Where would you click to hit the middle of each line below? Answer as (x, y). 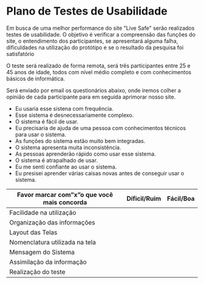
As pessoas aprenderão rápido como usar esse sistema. (85, 154)
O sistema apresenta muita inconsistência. (68, 147)
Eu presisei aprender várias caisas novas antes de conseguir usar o (100, 173)
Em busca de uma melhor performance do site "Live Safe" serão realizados (100, 28)
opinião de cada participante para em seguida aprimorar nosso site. (91, 97)
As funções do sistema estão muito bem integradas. (80, 140)
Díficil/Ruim (144, 198)
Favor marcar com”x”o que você (65, 195)
